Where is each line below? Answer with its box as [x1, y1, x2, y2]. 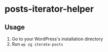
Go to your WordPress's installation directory [11, 36, 103, 42]
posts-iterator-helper [4, 3, 94, 15]
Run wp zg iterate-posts [11, 41, 64, 47]
